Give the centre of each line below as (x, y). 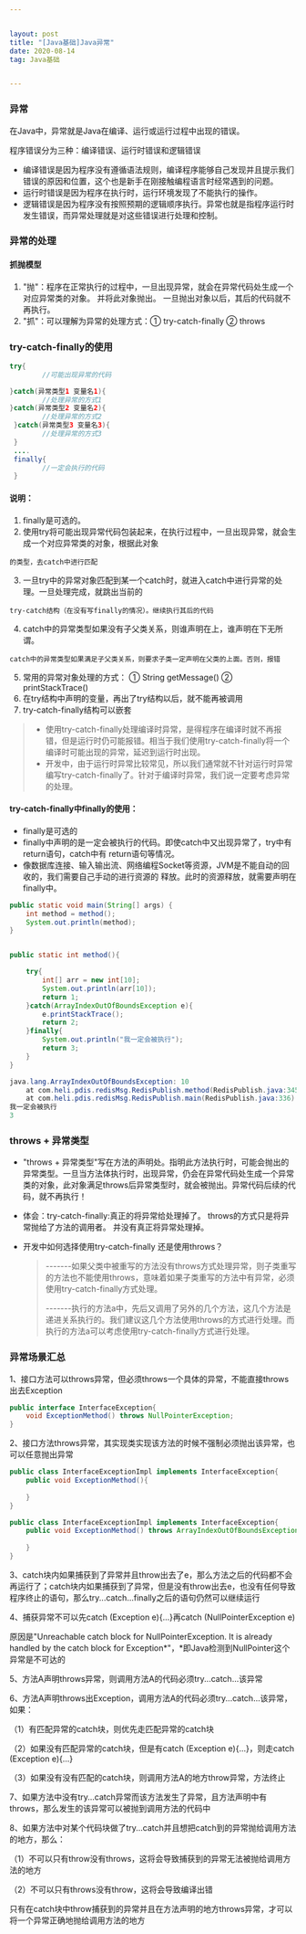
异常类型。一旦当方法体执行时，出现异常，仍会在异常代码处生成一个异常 (158, 1174)
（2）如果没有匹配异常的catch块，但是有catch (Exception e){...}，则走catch (152, 1748)
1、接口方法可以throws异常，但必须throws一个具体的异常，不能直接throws (149, 1379)
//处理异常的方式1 (72, 400)
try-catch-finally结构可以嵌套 (77, 710)
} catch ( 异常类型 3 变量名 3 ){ (62, 426)
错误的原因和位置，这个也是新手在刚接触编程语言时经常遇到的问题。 (150, 181)
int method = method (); (71, 914)
